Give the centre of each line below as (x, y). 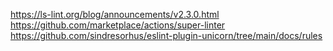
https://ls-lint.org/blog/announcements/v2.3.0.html (115, 14)
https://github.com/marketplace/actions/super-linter (118, 25)
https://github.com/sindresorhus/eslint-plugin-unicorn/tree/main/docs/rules (166, 35)
